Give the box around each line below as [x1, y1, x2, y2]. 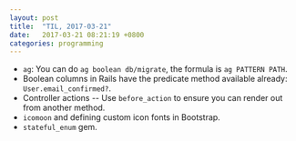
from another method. [22, 102, 106, 114]
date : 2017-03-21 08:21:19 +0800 [9, 30, 145, 39]
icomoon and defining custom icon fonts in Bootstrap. [22, 112, 220, 123]
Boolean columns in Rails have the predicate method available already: [22, 74, 289, 85]
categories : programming [9, 38, 104, 48]
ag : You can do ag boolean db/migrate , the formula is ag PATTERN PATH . [22, 64, 289, 75]
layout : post [9, 13, 59, 23]
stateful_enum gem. [22, 122, 97, 133]
